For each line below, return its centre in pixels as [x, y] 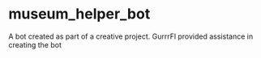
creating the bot [35, 44]
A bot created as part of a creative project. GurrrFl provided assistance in [131, 36]
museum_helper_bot [79, 14]
